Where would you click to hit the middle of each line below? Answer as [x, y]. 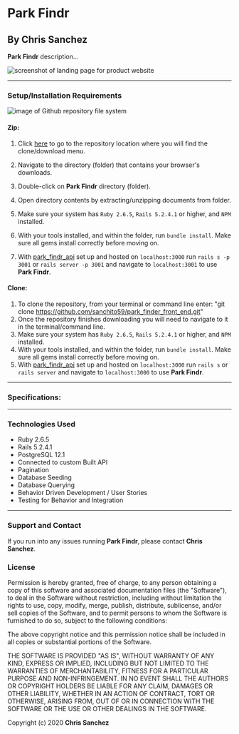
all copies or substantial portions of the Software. [79, 642]
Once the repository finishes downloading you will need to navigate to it [123, 319]
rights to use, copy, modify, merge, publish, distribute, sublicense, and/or [115, 605]
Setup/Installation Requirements [65, 96]
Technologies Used [42, 424]
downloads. [35, 172]
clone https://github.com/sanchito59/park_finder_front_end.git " [111, 311]
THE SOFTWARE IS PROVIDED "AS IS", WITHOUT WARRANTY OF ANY [111, 656]
